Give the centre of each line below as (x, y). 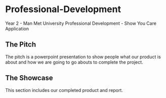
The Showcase (29, 78)
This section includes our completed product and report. (64, 90)
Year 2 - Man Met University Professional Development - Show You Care (81, 23)
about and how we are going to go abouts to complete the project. (74, 62)
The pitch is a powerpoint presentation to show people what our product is (83, 57)
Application (17, 28)
